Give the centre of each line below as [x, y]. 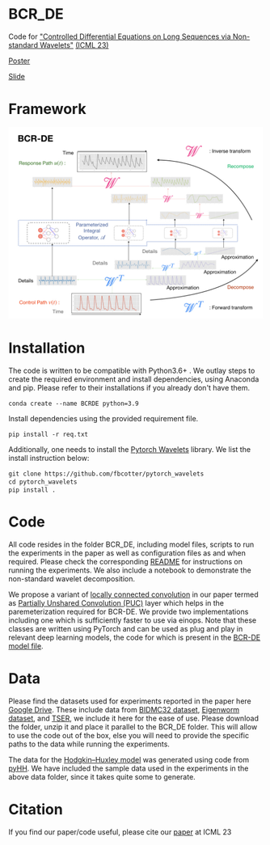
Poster [19, 61]
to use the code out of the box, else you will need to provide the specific [129, 735]
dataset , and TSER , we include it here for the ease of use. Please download [133, 718]
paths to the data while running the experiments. [89, 744]
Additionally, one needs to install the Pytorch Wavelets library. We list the [130, 449]
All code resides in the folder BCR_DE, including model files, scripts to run [131, 544]
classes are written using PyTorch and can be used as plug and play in [126, 628]
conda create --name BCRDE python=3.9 [74, 403]
